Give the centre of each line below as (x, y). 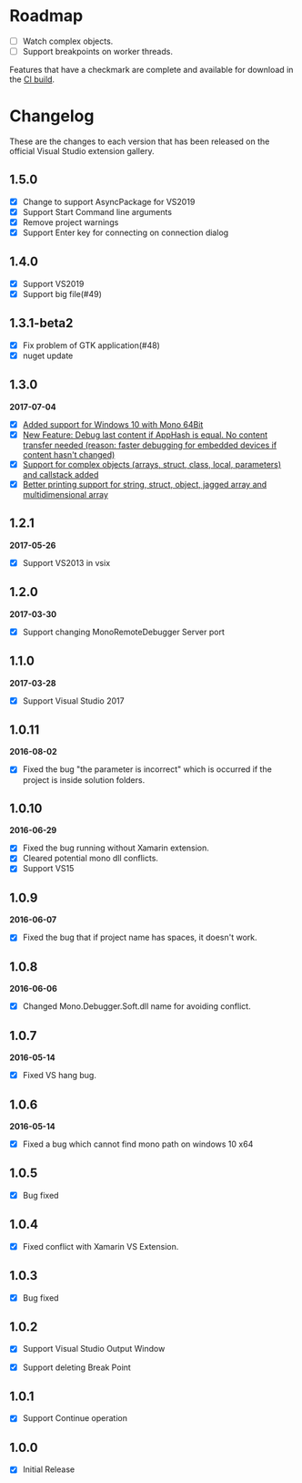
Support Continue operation (75, 1418)
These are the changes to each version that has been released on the (140, 141)
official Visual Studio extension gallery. (82, 151)
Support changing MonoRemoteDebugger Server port (123, 632)
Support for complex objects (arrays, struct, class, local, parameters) (152, 464)
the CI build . (32, 79)
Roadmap (46, 16)
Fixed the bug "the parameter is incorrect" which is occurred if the (147, 769)
